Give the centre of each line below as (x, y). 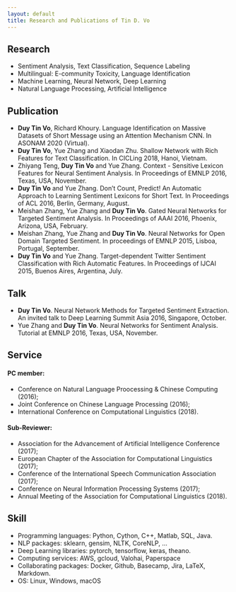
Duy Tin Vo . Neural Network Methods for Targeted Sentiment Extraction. (123, 310)
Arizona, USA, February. (53, 226)
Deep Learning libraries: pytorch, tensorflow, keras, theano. (104, 550)
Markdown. (34, 573)
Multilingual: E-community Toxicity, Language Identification (104, 74)
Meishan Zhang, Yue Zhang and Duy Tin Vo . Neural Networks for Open (121, 234)
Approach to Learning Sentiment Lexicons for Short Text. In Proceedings (123, 196)
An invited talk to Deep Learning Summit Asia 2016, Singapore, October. (122, 318)
